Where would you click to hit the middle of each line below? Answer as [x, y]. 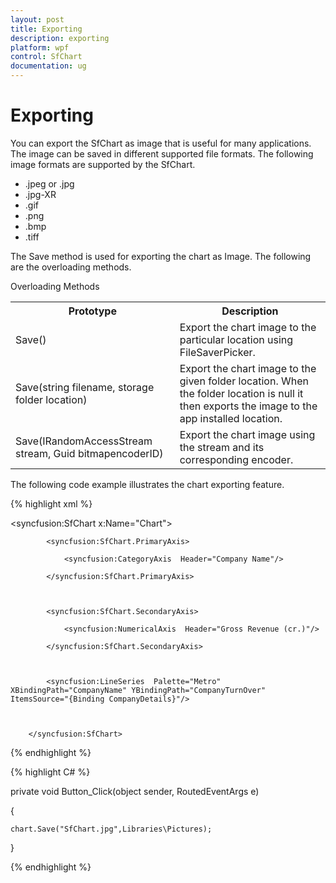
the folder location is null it [241, 393]
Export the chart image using [247, 434]
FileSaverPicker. [217, 352]
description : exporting [60, 38]
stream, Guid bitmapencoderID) [89, 453]
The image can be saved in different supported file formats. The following [162, 153]
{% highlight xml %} [51, 503]
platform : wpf [40, 47]
